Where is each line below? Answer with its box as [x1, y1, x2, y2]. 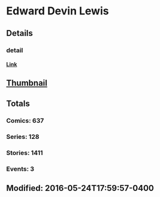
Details [6, 28, 33, 38]
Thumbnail [6, 78, 48, 88]
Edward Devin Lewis [6, 4, 109, 18]
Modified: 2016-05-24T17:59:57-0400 [6, 183, 155, 193]
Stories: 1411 [6, 148, 43, 157]
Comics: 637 [6, 116, 44, 125]
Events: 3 [6, 165, 35, 173]
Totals [6, 98, 30, 108]
